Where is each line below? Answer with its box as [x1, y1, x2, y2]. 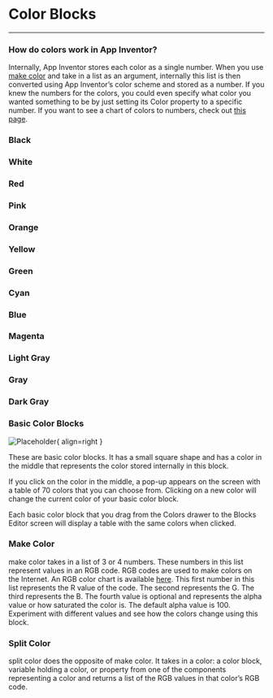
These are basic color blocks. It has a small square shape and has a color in [8, 452, 262, 462]
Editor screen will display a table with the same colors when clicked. [8, 518, 237, 528]
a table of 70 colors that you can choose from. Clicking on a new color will [8, 485, 258, 495]
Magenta [8, 331, 45, 342]
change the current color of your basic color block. [8, 493, 179, 504]
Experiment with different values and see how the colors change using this [8, 609, 258, 618]
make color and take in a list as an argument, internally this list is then [8, 71, 241, 81]
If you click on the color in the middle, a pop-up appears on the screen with [8, 476, 261, 486]
